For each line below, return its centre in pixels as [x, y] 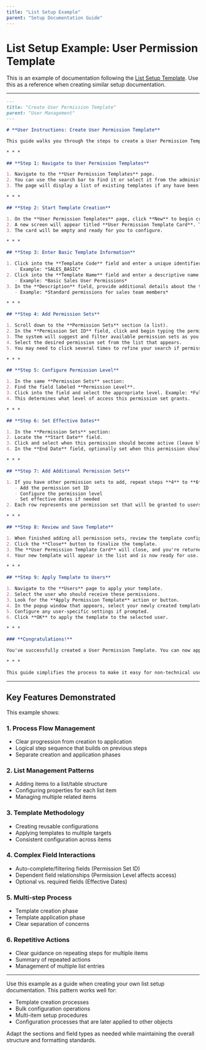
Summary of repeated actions [53, 960]
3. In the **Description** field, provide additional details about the [101, 286]
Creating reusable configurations [57, 826]
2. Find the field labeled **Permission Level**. [71, 387]
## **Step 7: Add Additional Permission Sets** [68, 471]
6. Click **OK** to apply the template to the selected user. [87, 617]
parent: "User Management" [41, 113]
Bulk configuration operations [53, 1009]
